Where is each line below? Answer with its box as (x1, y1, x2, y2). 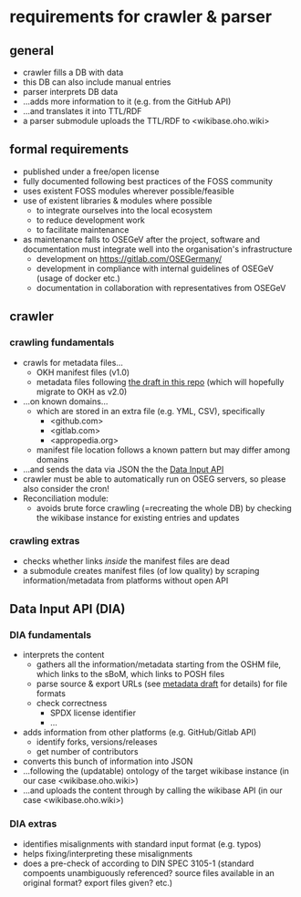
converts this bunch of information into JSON (22, 756, 193, 767)
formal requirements (9, 141, 130, 157)
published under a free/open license (22, 166, 160, 177)
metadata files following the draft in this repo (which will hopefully (36, 376, 285, 387)
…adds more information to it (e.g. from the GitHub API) (22, 96, 232, 107)
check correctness (36, 698, 108, 709)
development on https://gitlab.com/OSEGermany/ (36, 253, 223, 264)
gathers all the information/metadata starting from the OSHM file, (36, 659, 281, 670)
